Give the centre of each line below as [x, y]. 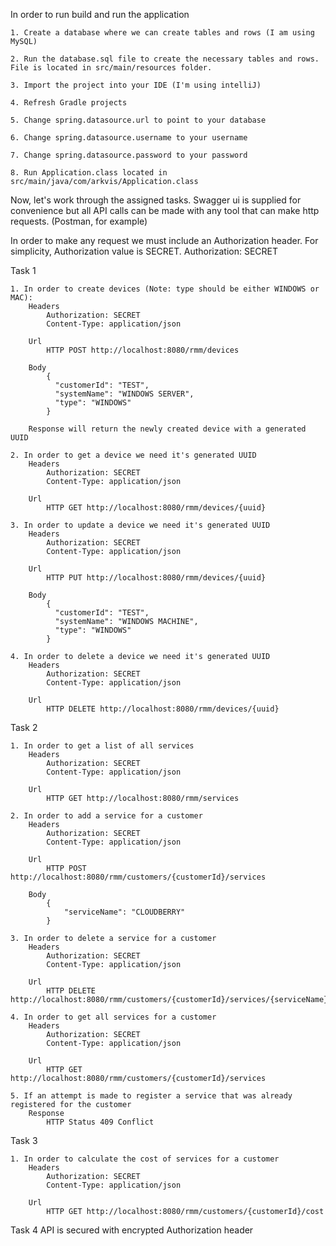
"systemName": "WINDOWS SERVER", [124, 394]
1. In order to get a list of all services [102, 746]
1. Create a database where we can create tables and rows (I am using [162, 33]
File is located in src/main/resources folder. [111, 68]
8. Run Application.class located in [89, 173]
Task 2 [24, 727]
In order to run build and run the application [100, 14]
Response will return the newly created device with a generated [167, 429]
